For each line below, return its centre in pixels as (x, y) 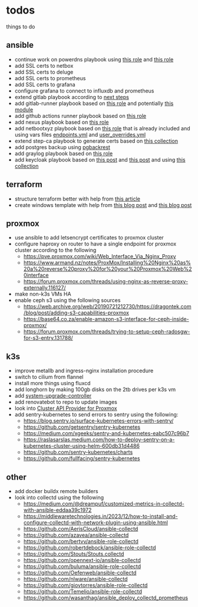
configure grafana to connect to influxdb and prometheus (84, 91)
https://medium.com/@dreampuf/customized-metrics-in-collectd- (104, 504)
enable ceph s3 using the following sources (67, 300)
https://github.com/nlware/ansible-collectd (75, 579)
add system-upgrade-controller (53, 396)
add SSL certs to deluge (44, 72)
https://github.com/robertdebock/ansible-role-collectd (90, 547)
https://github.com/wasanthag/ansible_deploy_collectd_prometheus (106, 598)
